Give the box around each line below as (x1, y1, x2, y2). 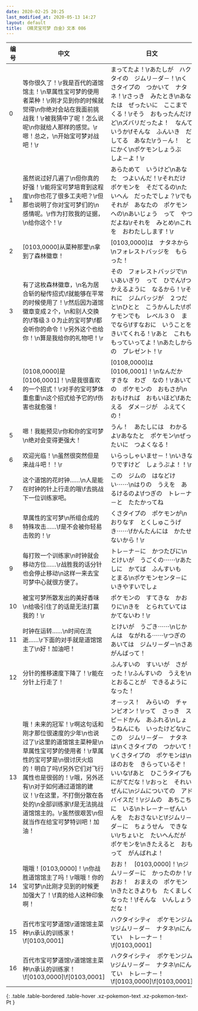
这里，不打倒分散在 (44, 791, 98, 800)
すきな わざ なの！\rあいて (110, 376, 192, 385)
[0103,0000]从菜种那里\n (22, 243, 95, 252)
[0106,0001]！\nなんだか (110, 368, 183, 376)
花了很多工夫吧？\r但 (45, 192, 104, 200)
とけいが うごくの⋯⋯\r (110, 556, 180, 564)
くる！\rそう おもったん (110, 110, 180, 118)
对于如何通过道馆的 (34, 783, 87, 791)
